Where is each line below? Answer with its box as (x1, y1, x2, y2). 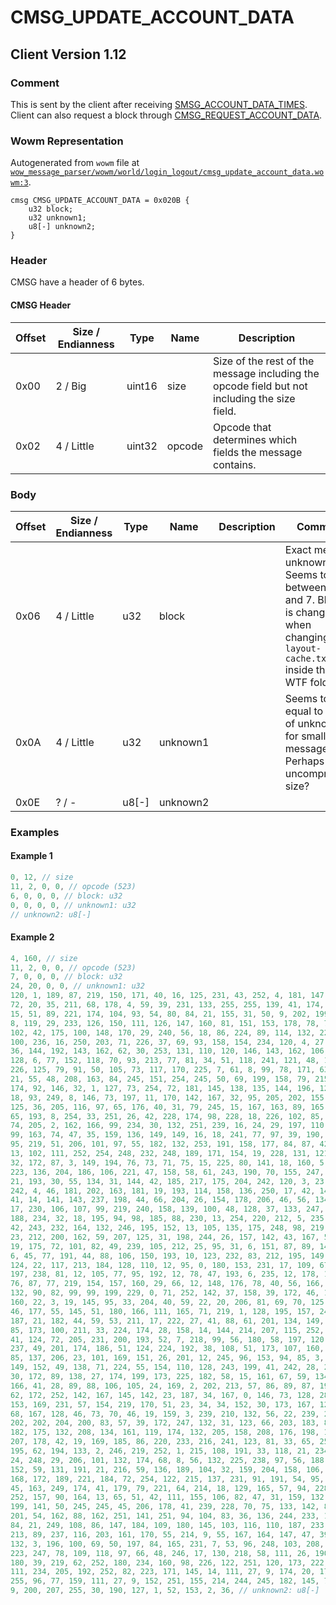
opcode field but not (213, 379, 308, 393)
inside (284, 662, 314, 676)
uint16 (126, 379, 158, 393)
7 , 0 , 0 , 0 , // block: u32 (10, 972, 123, 982)
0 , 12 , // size (10, 872, 74, 883)
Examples (10, 825, 60, 839)
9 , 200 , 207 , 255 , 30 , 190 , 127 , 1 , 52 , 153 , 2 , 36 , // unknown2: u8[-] (10, 1586, 320, 1596)
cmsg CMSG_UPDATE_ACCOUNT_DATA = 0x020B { (10, 196, 190, 206)
